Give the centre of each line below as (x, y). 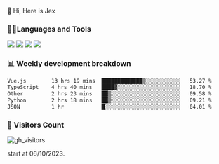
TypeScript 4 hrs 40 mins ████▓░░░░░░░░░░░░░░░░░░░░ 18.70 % (109, 88)
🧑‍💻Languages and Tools (49, 29)
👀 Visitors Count (36, 125)
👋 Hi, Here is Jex (31, 11)
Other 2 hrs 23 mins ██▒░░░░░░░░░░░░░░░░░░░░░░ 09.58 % (109, 94)
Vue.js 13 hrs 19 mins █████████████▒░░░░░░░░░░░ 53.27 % (109, 81)
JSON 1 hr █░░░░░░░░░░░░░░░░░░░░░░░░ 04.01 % (109, 107)
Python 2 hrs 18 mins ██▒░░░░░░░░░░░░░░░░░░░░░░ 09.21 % (109, 101)
